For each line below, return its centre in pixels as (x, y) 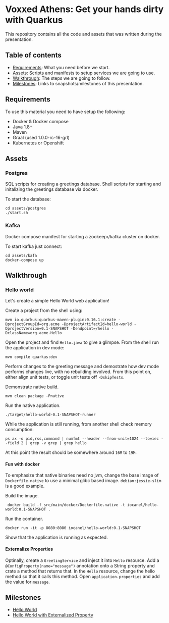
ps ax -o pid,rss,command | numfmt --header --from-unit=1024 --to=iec (82, 439)
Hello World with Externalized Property (53, 615)
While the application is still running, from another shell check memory (78, 424)
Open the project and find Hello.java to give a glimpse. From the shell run (82, 342)
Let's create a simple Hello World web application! (57, 301)
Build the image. (22, 496)
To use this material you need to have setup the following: (65, 112)
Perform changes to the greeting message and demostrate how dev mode (82, 367)
